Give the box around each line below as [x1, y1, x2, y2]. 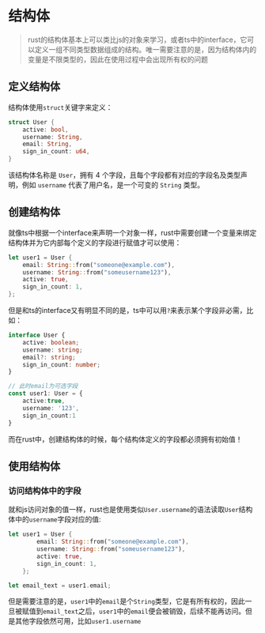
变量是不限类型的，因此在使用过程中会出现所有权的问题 [27, 55, 208, 64]
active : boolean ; [22, 338, 80, 346]
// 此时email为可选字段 [8, 382, 78, 390]
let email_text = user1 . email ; [8, 582, 112, 590]
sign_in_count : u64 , [22, 148, 90, 156]
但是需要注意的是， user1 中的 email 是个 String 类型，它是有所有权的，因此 [8, 597, 245, 606]
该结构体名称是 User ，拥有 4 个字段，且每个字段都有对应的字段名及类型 [8, 171, 241, 179]
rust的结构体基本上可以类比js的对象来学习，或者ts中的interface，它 [27, 35, 248, 44]
